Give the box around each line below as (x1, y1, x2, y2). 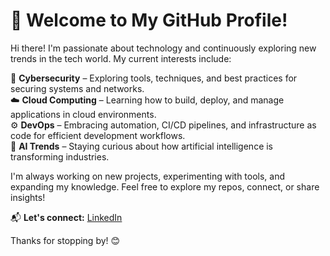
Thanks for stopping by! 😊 (10, 234, 121, 246)
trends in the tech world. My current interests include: (10, 52, 232, 64)
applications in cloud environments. (10, 108, 157, 120)
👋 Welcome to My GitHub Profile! (10, 9, 288, 32)
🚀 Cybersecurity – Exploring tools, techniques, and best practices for (10, 72, 298, 84)
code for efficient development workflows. (10, 129, 186, 141)
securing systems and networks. (10, 82, 145, 94)
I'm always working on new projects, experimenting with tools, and (10, 170, 286, 182)
